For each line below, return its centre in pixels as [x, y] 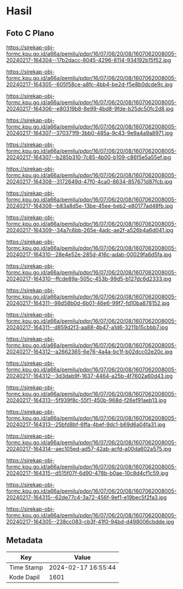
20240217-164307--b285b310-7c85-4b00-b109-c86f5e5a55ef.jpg [89, 157]
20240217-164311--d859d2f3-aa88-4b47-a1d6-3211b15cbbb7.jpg [87, 327]
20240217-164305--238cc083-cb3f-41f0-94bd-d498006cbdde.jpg [90, 522]
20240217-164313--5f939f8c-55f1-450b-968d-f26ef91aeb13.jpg [86, 400]
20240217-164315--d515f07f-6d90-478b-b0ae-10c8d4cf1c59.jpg [87, 473]
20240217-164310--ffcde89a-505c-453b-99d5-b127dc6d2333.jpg [89, 279]
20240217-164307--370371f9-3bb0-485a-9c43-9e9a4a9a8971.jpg [90, 133]
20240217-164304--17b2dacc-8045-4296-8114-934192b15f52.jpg [89, 60]
